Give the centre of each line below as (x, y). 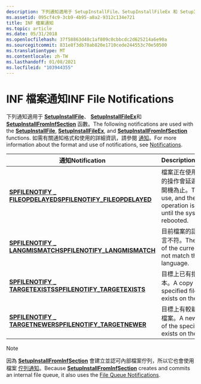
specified (174, 291)
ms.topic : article (29, 28)
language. (175, 263)
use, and (173, 198)
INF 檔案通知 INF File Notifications (90, 99)
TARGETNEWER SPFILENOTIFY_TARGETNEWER (78, 325)
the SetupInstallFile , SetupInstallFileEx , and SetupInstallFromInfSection (97, 131)
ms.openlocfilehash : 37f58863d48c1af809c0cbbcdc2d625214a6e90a (87, 40)
